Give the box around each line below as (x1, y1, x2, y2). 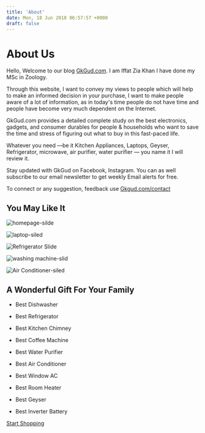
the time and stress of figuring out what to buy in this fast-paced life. (6, 130, 180, 137)
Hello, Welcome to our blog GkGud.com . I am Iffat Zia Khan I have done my (6, 67, 195, 74)
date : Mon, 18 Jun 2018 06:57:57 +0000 (6, 15, 108, 21)
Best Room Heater (15, 384, 62, 391)
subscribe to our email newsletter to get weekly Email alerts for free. (6, 173, 179, 181)
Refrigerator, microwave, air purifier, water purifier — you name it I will (6, 148, 184, 156)
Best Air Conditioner (15, 360, 67, 367)
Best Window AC (15, 372, 58, 379)
